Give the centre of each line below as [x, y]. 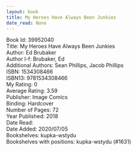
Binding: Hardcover [30, 104]
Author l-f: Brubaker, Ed [35, 59]
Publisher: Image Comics [37, 97]
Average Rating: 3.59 [32, 91]
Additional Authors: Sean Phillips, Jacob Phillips [65, 65]
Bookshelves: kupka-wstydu [41, 135]
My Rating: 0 [22, 84]
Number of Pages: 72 [32, 110]
